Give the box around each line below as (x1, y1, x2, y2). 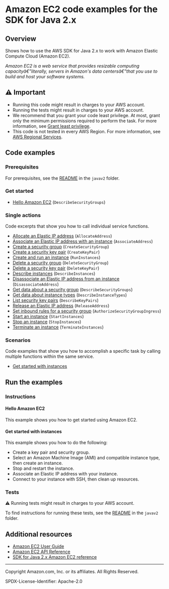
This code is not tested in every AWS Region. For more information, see (12, 128, 161, 134)
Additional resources (5, 530, 72, 539)
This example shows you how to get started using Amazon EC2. (5, 416, 137, 422)
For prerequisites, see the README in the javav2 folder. (5, 175, 120, 181)
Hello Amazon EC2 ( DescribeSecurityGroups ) (12, 199, 106, 205)
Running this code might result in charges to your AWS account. (12, 101, 145, 108)
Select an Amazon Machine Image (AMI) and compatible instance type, (12, 455, 160, 461)
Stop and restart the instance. (12, 465, 74, 471)
